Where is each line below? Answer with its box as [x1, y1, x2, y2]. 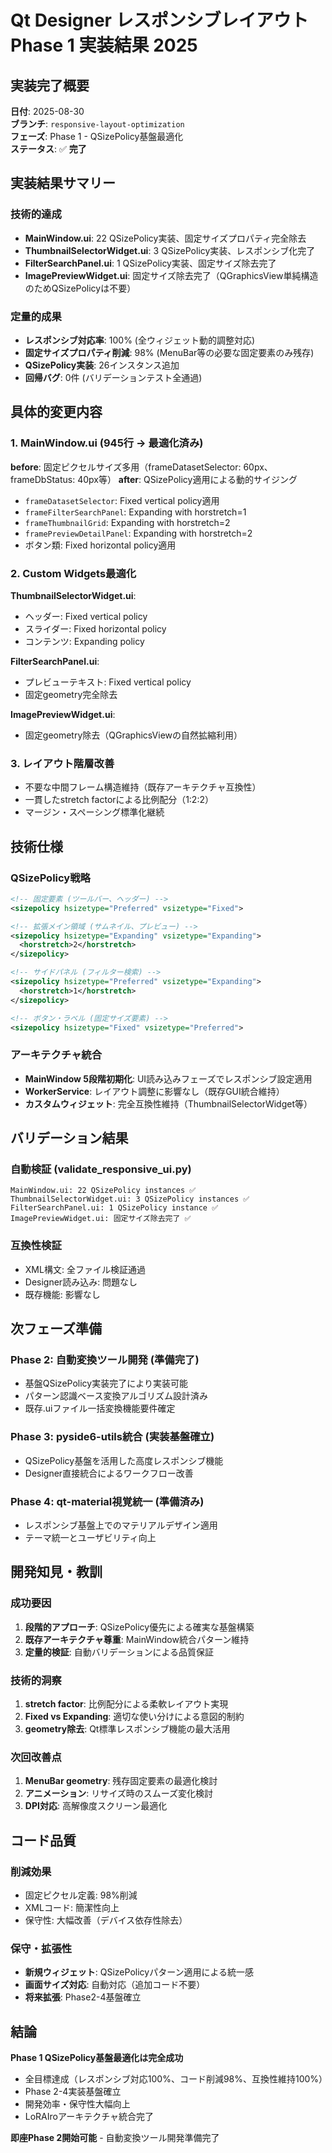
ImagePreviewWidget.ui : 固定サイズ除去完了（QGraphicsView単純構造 [24, 269, 319, 281]
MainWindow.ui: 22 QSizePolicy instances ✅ [10, 1186, 197, 1196]
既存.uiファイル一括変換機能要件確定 [24, 1402, 176, 1415]
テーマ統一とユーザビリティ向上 [24, 1532, 157, 1544]
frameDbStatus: [10, 473, 76, 485]
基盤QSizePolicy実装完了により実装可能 [24, 1377, 188, 1390]
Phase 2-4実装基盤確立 [24, 2086, 122, 2098]
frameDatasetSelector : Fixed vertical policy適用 [24, 494, 220, 506]
